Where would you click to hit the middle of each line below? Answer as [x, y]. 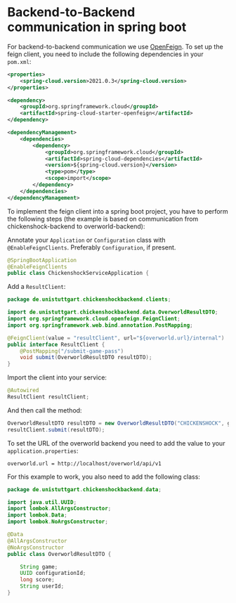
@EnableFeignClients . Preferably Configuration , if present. [92, 247]
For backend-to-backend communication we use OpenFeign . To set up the [115, 46]
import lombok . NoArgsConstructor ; [58, 522]
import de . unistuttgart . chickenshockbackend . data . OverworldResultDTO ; [113, 312]
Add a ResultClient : [37, 287]
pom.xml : [19, 61]
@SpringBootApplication [42, 260]
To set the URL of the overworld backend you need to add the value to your [116, 443]
